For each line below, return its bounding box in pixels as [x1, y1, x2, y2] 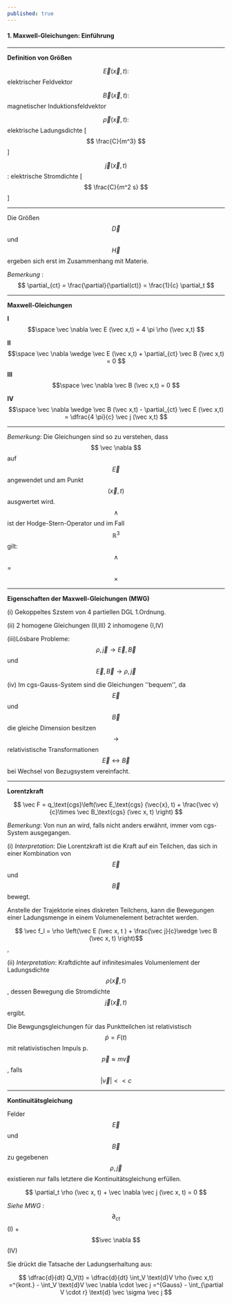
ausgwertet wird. [7, 497, 55, 505]
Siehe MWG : [7, 1202, 45, 1210]
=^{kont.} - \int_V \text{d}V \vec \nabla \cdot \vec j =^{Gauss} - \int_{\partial [8, 1281, 224, 1289]
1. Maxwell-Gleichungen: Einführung [7, 32, 115, 40]
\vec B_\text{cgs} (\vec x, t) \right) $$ [77, 808, 183, 816]
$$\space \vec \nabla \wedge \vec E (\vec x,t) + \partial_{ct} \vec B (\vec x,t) [8, 349, 224, 357]
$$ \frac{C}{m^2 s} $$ [84, 183, 148, 191]
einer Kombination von [7, 850, 71, 858]
